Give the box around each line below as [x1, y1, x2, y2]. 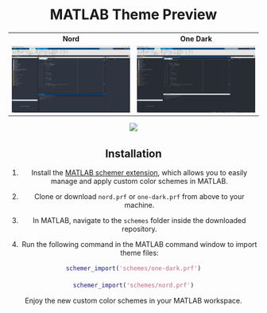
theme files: [120, 248, 159, 258]
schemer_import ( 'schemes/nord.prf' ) [72, 281, 195, 289]
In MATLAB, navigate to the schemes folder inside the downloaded [33, 216, 246, 225]
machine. [124, 201, 155, 210]
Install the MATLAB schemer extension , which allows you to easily [31, 168, 248, 178]
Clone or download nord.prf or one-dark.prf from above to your [34, 192, 245, 201]
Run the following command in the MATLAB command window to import [21, 240, 257, 249]
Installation [105, 147, 162, 160]
